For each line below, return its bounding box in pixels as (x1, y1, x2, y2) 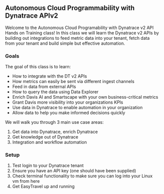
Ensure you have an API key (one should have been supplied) (12, 168, 137, 174)
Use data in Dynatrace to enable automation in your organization (12, 105, 143, 111)
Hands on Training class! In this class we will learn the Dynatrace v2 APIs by (5, 29, 159, 36)
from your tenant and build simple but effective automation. (5, 40, 125, 46)
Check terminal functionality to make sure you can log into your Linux (12, 173, 153, 179)
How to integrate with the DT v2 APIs (12, 73, 87, 79)
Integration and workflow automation (12, 139, 87, 145)
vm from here (12, 178, 40, 184)
